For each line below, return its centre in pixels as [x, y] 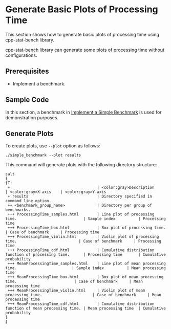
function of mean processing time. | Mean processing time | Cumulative [86, 309]
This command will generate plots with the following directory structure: [81, 165]
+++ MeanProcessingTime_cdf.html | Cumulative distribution [81, 304]
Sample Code [27, 100]
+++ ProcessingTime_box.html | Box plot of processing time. [87, 228]
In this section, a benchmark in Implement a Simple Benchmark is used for [84, 112]
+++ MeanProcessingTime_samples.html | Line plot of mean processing [87, 264]
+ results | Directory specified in [80, 196]
